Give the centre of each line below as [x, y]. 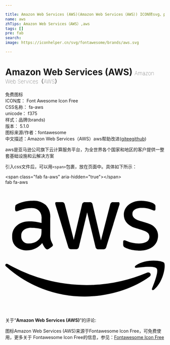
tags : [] [14, 28]
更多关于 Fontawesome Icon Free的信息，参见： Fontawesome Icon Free [89, 337]
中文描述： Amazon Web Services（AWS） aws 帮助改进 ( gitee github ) [76, 139]
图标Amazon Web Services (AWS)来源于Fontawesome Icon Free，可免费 [81, 331]
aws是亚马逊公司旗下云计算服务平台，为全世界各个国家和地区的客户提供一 [83, 149]
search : [13, 38]
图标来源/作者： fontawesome [36, 132]
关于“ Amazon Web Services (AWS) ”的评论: [51, 320]
